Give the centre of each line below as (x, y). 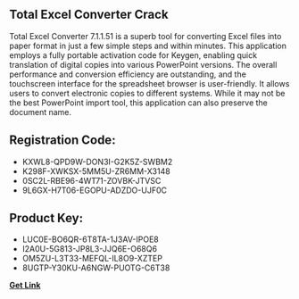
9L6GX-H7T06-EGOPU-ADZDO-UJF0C (95, 190)
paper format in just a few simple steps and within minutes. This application (148, 46)
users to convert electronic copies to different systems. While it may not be (147, 93)
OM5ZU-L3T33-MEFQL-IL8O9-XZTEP (92, 259)
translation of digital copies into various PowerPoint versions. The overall (143, 64)
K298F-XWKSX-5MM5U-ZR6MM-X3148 (96, 171)
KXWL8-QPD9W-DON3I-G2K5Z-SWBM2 (97, 162)
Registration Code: (62, 141)
